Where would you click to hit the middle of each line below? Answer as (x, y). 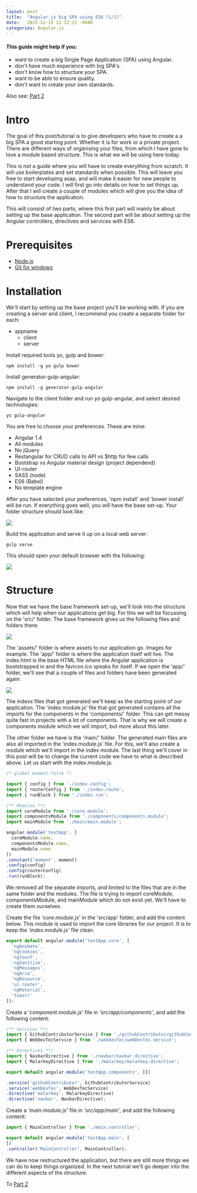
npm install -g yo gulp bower (43, 366)
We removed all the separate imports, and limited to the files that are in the (96, 888)
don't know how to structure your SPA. (61, 72)
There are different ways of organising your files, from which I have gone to (97, 149)
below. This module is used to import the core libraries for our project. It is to (98, 924)
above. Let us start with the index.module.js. (60, 763)
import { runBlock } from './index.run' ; (57, 795)
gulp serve (19, 545)
